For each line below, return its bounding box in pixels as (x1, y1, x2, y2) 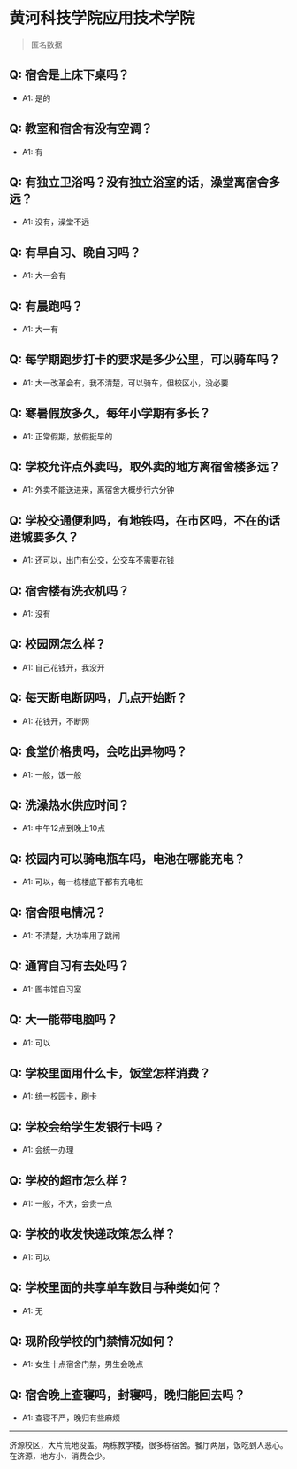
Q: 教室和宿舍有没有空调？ (9, 121, 153, 136)
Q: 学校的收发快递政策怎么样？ (9, 1226, 177, 1241)
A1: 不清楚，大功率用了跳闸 (21, 929, 121, 940)
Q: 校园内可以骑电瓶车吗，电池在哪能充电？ (9, 851, 246, 867)
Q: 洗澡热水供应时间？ (9, 797, 130, 812)
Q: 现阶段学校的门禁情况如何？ (9, 1334, 177, 1349)
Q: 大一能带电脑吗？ (9, 1012, 118, 1028)
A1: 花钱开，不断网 (21, 715, 90, 727)
